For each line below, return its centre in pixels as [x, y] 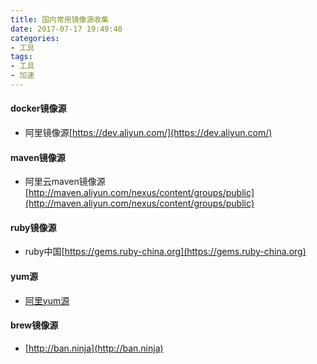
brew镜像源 [34, 325]
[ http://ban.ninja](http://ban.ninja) [94, 348]
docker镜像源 [38, 108]
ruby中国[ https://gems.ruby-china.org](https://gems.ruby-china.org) [165, 252]
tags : [21, 57]
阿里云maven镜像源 [65, 182]
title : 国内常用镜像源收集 [60, 19]
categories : [35, 38]
